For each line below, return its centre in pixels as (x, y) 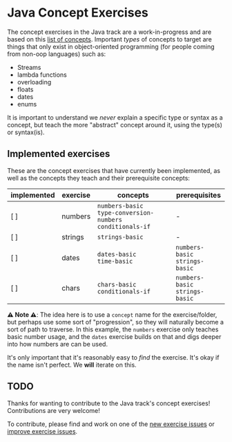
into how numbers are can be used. (58, 344)
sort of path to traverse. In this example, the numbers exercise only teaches (113, 329)
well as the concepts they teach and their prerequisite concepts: (98, 178)
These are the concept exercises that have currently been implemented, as (114, 170)
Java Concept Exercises (78, 13)
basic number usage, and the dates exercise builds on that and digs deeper (114, 336)
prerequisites (198, 195)
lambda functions (42, 75)
